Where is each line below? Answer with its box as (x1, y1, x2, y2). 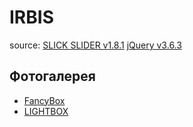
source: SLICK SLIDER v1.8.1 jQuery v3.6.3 (9, 39, 182, 51)
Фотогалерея (9, 68, 96, 85)
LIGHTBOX (23, 105, 69, 117)
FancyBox (23, 94, 66, 106)
